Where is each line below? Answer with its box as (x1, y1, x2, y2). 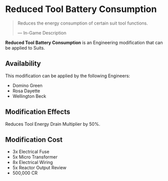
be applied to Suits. (5, 45, 45, 51)
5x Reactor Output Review (12, 164, 67, 171)
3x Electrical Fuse (12, 149, 50, 155)
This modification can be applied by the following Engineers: (5, 73, 130, 79)
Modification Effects (5, 108, 70, 116)
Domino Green (12, 82, 43, 88)
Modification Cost (5, 135, 63, 144)
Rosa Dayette (12, 88, 40, 94)
